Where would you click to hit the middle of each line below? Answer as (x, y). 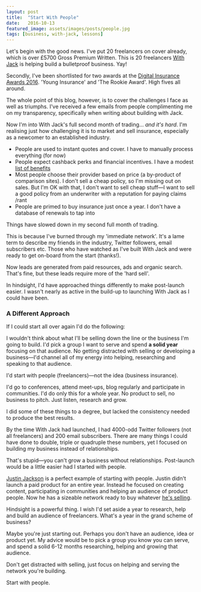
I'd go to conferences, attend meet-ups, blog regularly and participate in (95, 387)
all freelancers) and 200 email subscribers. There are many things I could (97, 436)
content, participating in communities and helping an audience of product (97, 492)
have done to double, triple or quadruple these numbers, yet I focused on (97, 442)
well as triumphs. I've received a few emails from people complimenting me (100, 106)
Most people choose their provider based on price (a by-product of (98, 174)
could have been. (28, 298)
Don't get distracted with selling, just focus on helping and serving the (93, 565)
